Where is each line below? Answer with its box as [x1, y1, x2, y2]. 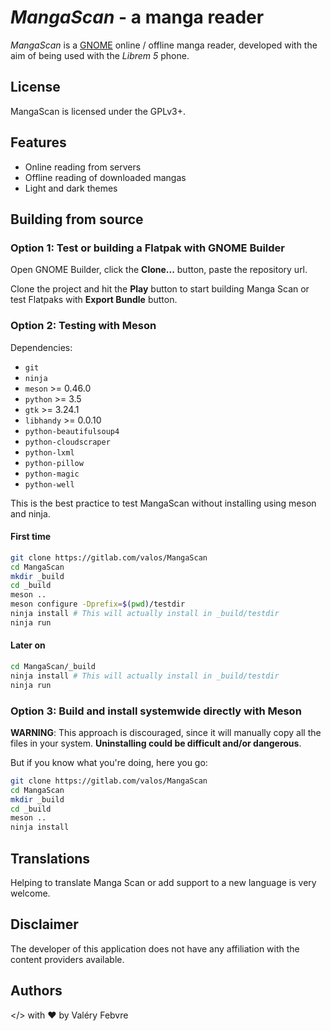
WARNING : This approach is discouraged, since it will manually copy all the [10, 726, 322, 738]
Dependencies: [10, 341, 73, 353]
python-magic [24, 469, 80, 479]
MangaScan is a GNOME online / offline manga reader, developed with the [10, 39, 318, 51]
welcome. [10, 887, 51, 899]
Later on [10, 639, 46, 651]
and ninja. [10, 507, 51, 520]
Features [10, 134, 67, 151]
